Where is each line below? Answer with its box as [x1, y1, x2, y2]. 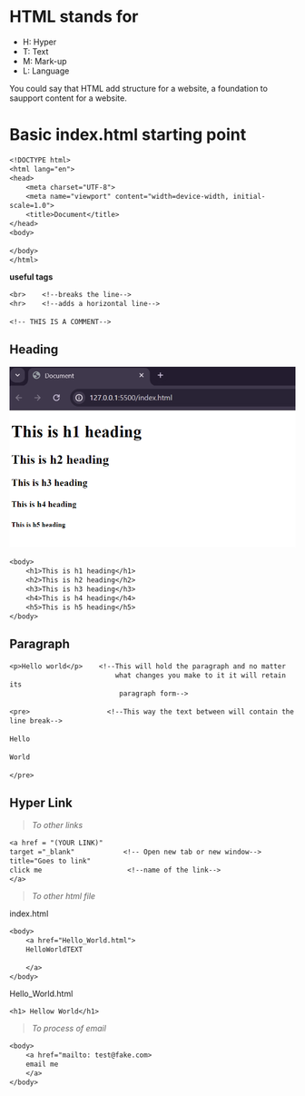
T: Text [22, 45, 49, 56]
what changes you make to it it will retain [114, 670, 286, 680]
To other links [31, 819, 84, 830]
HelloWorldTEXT [25, 944, 84, 954]
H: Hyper [22, 36, 57, 47]
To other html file [31, 890, 96, 901]
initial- [232, 192, 266, 201]
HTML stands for [9, 6, 139, 27]
